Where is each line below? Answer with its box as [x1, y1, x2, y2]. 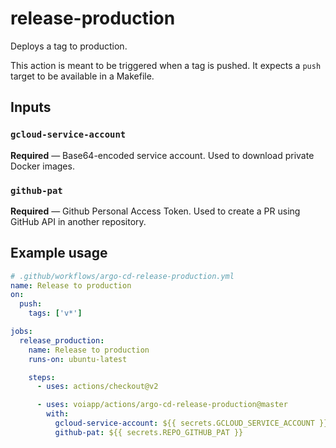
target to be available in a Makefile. [10, 70, 155, 82]
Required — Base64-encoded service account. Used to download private [10, 149, 315, 161]
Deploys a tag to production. [10, 40, 128, 52]
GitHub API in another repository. [10, 215, 147, 227]
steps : [28, 372, 56, 382]
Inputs [10, 99, 52, 116]
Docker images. [10, 160, 75, 172]
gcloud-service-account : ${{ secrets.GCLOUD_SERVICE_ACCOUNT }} [54, 418, 329, 429]
